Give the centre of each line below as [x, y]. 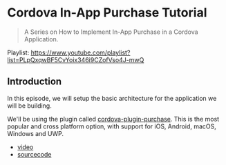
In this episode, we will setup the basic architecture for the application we [112, 98]
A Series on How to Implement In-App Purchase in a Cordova [111, 32]
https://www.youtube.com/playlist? [81, 52]
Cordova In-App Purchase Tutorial [107, 13]
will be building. [29, 106]
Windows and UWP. [36, 133]
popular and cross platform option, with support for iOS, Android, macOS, [112, 126]
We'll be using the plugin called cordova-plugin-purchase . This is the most [113, 119]
